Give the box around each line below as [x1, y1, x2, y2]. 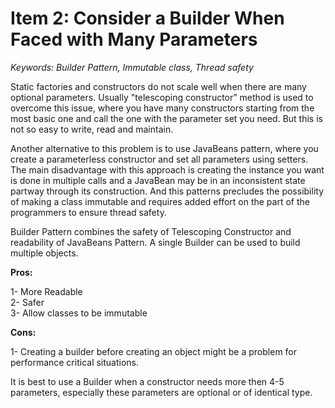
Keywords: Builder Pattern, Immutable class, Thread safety [10, 61, 254, 73]
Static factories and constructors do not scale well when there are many [10, 80, 307, 92]
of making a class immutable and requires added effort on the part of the [10, 195, 310, 207]
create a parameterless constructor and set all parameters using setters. [10, 153, 309, 165]
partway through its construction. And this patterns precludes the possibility [10, 185, 325, 197]
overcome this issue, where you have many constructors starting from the [10, 102, 315, 114]
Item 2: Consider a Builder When [10, 7, 285, 30]
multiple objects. [10, 247, 79, 259]
